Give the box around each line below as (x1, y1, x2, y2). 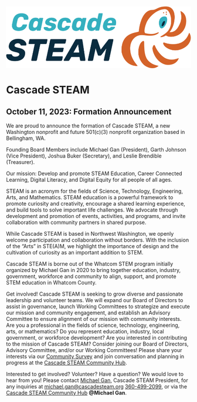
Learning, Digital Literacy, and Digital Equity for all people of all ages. (6, 176, 172, 183)
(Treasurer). (6, 159, 35, 165)
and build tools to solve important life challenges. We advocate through (6, 206, 178, 213)
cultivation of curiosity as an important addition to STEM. (6, 249, 144, 256)
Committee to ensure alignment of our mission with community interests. (6, 316, 182, 322)
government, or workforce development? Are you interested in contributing (6, 334, 188, 341)
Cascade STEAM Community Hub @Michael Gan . (6, 389, 127, 396)
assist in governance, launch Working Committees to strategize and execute (6, 303, 191, 310)
